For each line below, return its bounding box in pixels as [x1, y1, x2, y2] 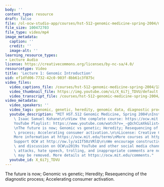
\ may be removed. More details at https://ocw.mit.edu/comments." [14, 153, 154, 158]
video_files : [5, 80, 32, 85]
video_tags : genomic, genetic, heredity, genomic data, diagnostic [9, 107, 150, 113]
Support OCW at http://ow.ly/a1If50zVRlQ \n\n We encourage [14, 139, 134, 144]
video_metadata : [5, 98, 38, 103]
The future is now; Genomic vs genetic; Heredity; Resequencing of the [5, 171, 147, 177]
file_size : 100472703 [5, 25, 49, 30]
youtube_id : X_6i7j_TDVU [9, 157, 60, 162]
